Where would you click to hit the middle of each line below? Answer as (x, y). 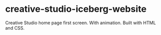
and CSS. (15, 28)
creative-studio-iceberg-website (76, 9)
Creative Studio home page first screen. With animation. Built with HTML (81, 23)
